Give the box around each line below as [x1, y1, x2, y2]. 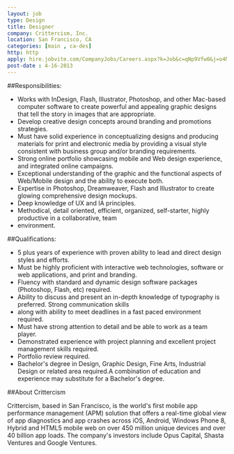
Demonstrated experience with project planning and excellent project [17, 337, 216, 346]
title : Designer [7, 23, 54, 30]
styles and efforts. [17, 256, 70, 264]
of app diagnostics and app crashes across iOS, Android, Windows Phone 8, [7, 416, 226, 425]
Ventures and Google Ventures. [7, 438, 97, 447]
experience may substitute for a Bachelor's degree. [17, 374, 165, 383]
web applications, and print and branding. [17, 270, 137, 279]
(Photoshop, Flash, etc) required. [17, 285, 112, 293]
